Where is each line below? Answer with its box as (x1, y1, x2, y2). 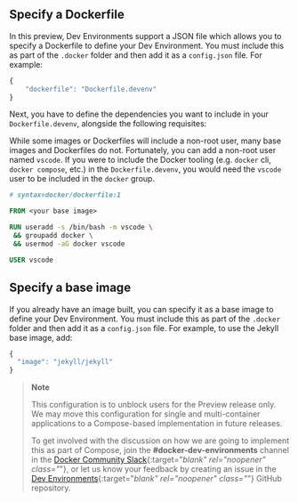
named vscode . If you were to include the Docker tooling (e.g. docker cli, (9, 155, 271, 166)
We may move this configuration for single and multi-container (30, 409, 261, 419)
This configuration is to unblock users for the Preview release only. (30, 400, 277, 410)
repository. (30, 482, 71, 493)
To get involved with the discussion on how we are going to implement (30, 435, 290, 446)
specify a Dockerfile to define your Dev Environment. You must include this (9, 40, 285, 51)
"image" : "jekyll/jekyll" (17, 358, 114, 367)
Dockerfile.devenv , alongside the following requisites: (9, 118, 207, 129)
